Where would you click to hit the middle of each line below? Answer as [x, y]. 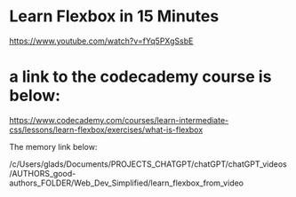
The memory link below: [53, 146]
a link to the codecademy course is [140, 77]
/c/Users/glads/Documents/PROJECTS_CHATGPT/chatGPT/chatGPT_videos [148, 164]
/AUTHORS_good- [43, 173]
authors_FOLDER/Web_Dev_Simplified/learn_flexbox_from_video [127, 183]
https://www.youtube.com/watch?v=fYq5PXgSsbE [101, 41]
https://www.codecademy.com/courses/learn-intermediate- [119, 120]
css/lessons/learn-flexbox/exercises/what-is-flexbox [106, 130]
